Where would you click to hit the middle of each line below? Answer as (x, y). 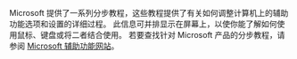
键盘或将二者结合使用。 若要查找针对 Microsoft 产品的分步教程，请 (162, 35)
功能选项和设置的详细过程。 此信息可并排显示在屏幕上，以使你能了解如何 (143, 24)
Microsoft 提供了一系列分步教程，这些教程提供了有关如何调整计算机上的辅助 (149, 13)
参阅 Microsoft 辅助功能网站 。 (64, 46)
